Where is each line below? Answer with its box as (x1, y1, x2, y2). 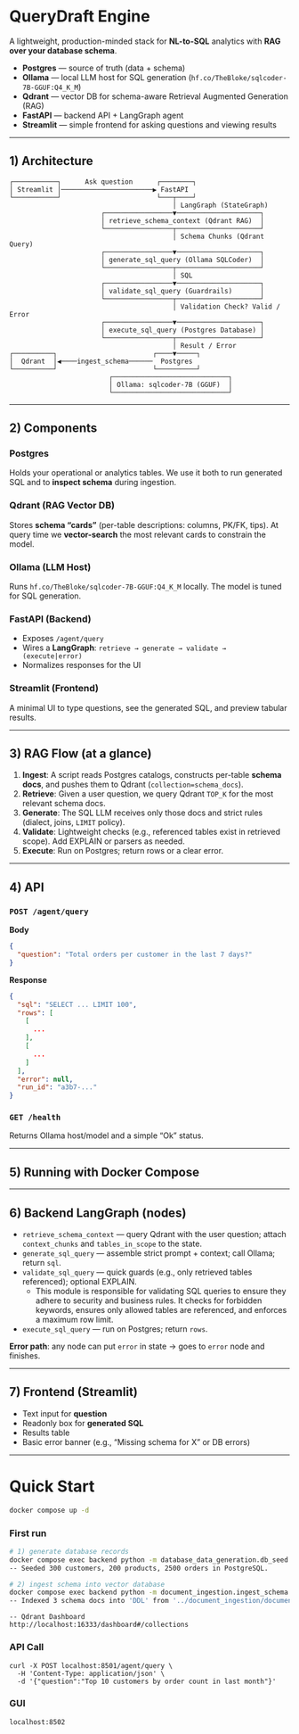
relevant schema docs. (21, 798, 107, 809)
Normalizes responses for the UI (21, 660, 141, 671)
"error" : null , (17, 1075, 74, 1084)
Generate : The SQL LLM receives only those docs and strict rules (21, 807, 263, 818)
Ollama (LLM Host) (9, 560, 92, 573)
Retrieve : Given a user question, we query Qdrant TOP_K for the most (21, 789, 274, 799)
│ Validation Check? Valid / (172, 301, 280, 311)
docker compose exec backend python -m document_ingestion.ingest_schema (9, 1588, 289, 1598)
